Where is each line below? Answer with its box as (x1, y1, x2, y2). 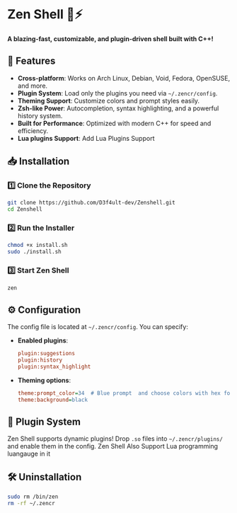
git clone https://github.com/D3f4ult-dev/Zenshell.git (7, 200, 175, 207)
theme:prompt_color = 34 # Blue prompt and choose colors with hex (17, 389, 221, 397)
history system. (17, 111, 63, 120)
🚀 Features (7, 55, 56, 67)
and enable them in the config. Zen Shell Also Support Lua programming (7, 442, 218, 451)
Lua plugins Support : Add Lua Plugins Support (17, 134, 155, 142)
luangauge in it (7, 449, 51, 458)
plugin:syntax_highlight (17, 363, 91, 370)
